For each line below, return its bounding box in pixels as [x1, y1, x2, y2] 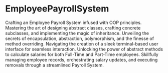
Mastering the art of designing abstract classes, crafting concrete [5, 24, 141, 30]
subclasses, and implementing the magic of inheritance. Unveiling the [5, 30, 149, 36]
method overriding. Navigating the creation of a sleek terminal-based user [5, 40, 159, 46]
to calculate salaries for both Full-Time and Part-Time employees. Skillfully [5, 51, 159, 57]
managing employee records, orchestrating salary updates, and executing [5, 56, 158, 62]
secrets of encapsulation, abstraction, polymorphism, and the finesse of [5, 35, 154, 41]
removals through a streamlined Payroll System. [5, 62, 104, 68]
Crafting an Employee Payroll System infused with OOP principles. [5, 19, 142, 25]
